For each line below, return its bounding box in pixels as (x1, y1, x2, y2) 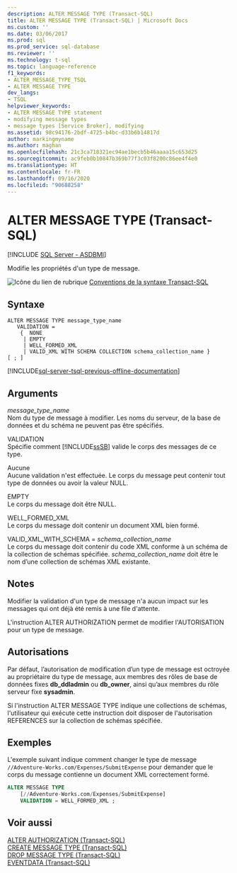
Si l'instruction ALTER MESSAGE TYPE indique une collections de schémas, (7, 701, 227, 709)
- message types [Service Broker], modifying (7, 122, 144, 130)
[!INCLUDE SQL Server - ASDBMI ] (7, 251, 107, 259)
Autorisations (7, 646, 69, 658)
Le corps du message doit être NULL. (7, 500, 117, 508)
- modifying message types (7, 115, 87, 122)
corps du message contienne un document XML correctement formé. (7, 770, 210, 779)
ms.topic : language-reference (7, 63, 97, 70)
